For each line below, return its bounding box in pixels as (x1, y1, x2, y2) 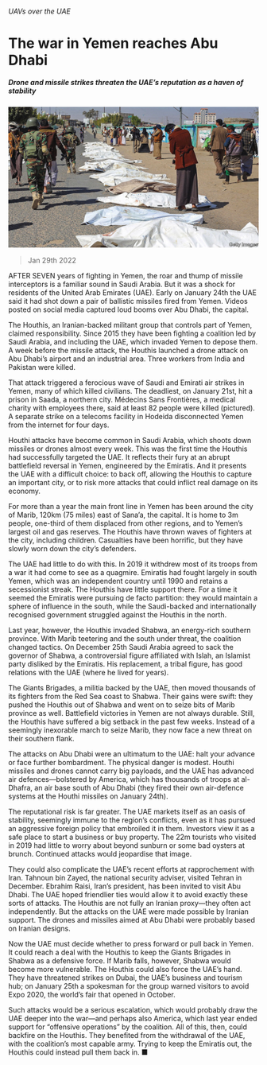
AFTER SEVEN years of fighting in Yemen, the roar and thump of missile (8, 271, 244, 281)
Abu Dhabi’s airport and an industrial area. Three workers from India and (8, 354, 245, 363)
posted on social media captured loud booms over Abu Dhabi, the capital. (8, 305, 249, 314)
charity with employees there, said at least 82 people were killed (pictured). (8, 403, 256, 413)
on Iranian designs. (8, 923, 72, 934)
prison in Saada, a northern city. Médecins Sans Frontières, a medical (8, 395, 236, 405)
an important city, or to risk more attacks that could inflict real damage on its (8, 478, 258, 488)
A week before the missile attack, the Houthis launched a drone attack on (8, 346, 249, 356)
